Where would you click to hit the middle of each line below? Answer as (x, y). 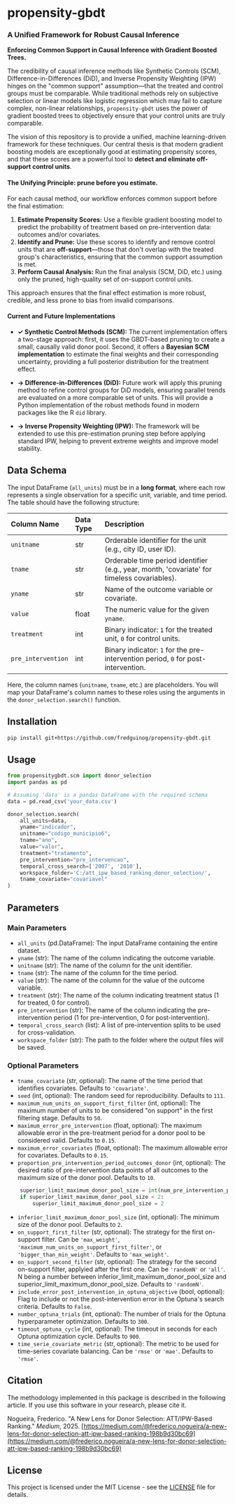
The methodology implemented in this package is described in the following (116, 1397)
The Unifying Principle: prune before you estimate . (83, 183)
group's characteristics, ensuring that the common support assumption (120, 257)
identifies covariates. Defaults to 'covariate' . (83, 1088)
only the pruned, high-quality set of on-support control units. (105, 279)
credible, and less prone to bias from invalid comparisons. (91, 300)
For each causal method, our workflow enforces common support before (112, 199)
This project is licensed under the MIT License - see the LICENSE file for (111, 1487)
